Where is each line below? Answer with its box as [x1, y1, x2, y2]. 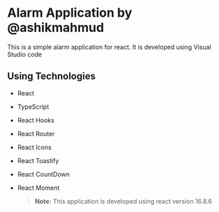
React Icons [17, 143, 52, 151]
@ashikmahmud [7, 20, 105, 36]
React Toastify [17, 156, 59, 165]
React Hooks [17, 116, 54, 124]
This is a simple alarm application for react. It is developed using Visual [7, 43, 211, 51]
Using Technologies [7, 70, 96, 82]
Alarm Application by [7, 5, 133, 21]
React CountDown [17, 169, 70, 179]
